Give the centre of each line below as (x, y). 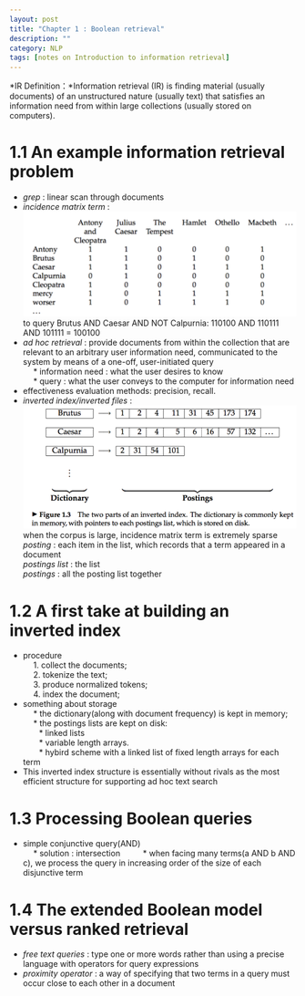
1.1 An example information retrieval (147, 153)
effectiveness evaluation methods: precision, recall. (119, 390)
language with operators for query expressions (111, 964)
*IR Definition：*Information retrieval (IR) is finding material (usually (137, 86)
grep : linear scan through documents (93, 197)
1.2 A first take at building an (119, 611)
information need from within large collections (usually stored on (131, 106)
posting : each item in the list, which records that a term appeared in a (154, 545)
